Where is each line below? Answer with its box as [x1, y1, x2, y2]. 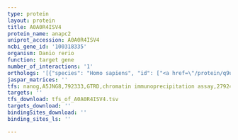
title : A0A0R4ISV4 [7, 23, 62, 30]
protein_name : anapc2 [7, 30, 72, 37]
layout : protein [7, 17, 55, 24]
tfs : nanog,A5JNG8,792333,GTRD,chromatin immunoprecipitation [7, 83, 195, 90]
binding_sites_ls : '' [7, 115, 72, 122]
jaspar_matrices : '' [7, 76, 69, 83]
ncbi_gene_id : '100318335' [7, 43, 87, 50]
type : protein [7, 10, 50, 18]
